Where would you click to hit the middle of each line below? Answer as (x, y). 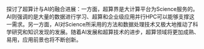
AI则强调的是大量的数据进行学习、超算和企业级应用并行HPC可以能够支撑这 (100, 17)
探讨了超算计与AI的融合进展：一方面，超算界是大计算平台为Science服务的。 (102, 9)
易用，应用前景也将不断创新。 (44, 40)
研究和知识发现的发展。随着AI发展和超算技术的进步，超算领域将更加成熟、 (105, 32)
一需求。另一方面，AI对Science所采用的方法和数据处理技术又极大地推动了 (100, 24)
